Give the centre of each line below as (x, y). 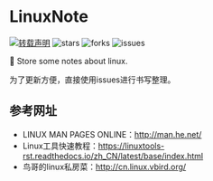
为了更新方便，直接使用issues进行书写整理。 (93, 80)
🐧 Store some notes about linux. (69, 61)
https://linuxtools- (131, 146)
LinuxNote (49, 17)
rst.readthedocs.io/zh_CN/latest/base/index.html (113, 156)
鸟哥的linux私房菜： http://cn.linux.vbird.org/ (104, 167)
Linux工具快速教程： (60, 146)
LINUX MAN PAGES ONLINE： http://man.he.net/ (112, 134)
